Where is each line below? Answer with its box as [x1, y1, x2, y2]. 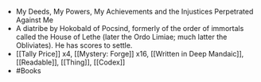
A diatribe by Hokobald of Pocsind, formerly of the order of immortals [15, 24, 244, 33]
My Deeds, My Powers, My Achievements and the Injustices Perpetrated [15, 7, 254, 16]
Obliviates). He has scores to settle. [15, 41, 133, 50]
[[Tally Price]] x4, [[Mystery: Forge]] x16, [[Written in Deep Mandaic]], [15, 49, 244, 58]
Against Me [15, 15, 54, 25]
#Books [15, 66, 41, 75]
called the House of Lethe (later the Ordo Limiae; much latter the [15, 32, 228, 41]
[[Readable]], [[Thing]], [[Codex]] [15, 57, 126, 67]
